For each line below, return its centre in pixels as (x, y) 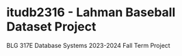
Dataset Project (51, 27)
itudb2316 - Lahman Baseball (91, 12)
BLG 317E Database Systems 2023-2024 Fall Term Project (88, 45)
